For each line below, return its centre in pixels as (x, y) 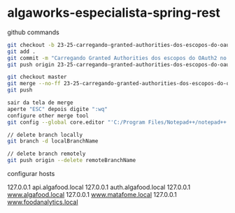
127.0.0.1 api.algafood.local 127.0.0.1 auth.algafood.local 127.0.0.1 (99, 187)
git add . (22, 51)
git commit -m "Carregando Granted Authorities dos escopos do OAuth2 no (117, 58)
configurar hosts (31, 174)
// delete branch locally (45, 135)
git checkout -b (31, 45)
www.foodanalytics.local (43, 202)
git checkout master (37, 77)
